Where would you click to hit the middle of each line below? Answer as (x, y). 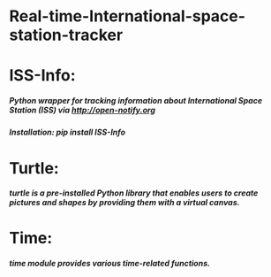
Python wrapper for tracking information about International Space (136, 100)
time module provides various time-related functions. (109, 263)
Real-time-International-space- (127, 16)
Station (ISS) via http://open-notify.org (83, 110)
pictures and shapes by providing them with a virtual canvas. (124, 203)
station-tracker (66, 35)
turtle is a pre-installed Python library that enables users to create (134, 193)
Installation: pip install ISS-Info (68, 132)
